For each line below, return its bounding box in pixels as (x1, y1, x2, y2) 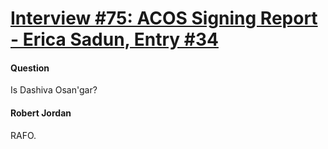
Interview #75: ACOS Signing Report (10, 7, 318, 30)
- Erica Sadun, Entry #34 (10, 28, 219, 51)
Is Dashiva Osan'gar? (10, 84, 98, 96)
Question (10, 62, 50, 74)
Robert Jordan (10, 107, 72, 119)
